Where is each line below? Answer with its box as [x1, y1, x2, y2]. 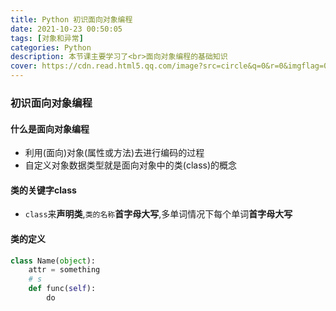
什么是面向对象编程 [10, 122, 90, 135]
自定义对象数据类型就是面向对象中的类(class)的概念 [24, 159, 238, 171]
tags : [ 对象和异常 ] [10, 33, 84, 43]
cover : [10, 61, 38, 71]
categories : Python [10, 42, 92, 53]
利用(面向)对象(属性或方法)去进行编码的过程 [24, 147, 205, 159]
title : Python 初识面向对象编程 [10, 14, 133, 25]
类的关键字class [10, 184, 77, 196]
